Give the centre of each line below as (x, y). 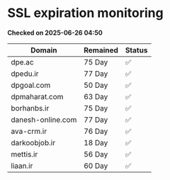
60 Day (96, 166)
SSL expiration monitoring (86, 13)
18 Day (96, 142)
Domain (44, 50)
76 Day (96, 131)
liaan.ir (22, 166)
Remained (101, 50)
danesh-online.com (44, 120)
